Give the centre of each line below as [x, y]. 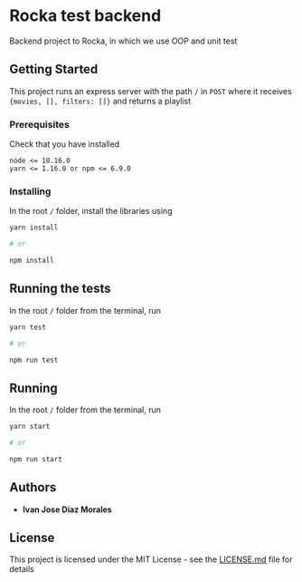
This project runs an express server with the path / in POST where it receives [151, 91]
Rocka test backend [85, 16]
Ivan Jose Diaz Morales [67, 509]
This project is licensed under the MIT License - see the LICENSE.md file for [151, 559]
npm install [32, 261]
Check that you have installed [65, 144]
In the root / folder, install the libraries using [91, 211]
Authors [33, 487]
